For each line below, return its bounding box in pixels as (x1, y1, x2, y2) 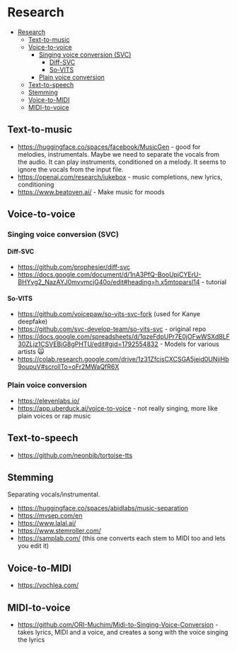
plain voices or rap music (17, 411, 91, 420)
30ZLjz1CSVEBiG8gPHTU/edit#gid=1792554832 (17, 340, 158, 348)
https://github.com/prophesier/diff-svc (17, 263, 131, 272)
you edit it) (17, 542, 50, 550)
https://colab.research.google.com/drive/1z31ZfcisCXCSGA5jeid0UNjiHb (17, 355, 229, 364)
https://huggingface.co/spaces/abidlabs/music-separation (17, 504, 189, 513)
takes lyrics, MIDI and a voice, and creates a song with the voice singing (17, 628, 229, 637)
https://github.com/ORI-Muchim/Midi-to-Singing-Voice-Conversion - (17, 621, 219, 629)
